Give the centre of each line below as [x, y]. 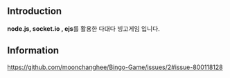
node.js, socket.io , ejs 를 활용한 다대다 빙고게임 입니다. [84, 28]
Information [33, 51]
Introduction [35, 11]
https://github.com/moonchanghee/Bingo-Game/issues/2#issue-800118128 [115, 67]
